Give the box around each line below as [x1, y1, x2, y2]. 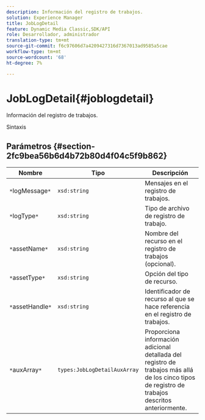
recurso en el [144, 237, 183, 246]
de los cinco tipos [144, 373, 196, 382]
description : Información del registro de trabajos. [6, 9, 143, 15]
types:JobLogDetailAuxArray [57, 366, 139, 374]
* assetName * [9, 244, 49, 253]
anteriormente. [144, 404, 187, 412]
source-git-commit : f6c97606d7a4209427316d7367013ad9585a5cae [6, 43, 168, 49]
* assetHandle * [9, 302, 52, 311]
